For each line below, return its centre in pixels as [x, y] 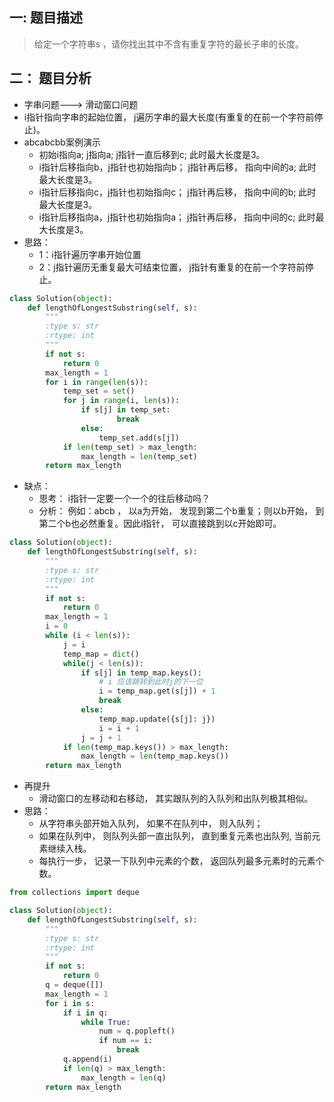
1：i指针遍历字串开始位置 [90, 254]
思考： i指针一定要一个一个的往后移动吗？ [124, 499]
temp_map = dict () [101, 654]
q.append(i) [87, 1059]
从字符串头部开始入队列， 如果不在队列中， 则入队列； [151, 824]
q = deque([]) [74, 985]
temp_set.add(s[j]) [139, 438]
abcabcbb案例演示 [62, 142]
